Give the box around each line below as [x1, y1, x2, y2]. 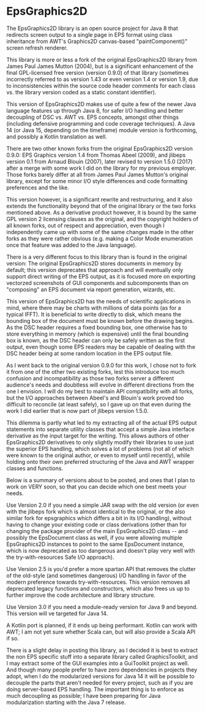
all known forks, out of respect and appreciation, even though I [6, 222, 165, 229]
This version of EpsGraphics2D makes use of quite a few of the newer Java [6, 100, 196, 108]
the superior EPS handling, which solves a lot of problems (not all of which [6, 445, 194, 452]
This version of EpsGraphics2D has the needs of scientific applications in [6, 297, 191, 305]
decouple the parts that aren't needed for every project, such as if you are [6, 679, 193, 686]
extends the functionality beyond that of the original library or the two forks [6, 202, 196, 210]
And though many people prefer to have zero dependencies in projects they [6, 666, 198, 673]
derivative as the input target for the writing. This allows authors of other [6, 432, 190, 439]
